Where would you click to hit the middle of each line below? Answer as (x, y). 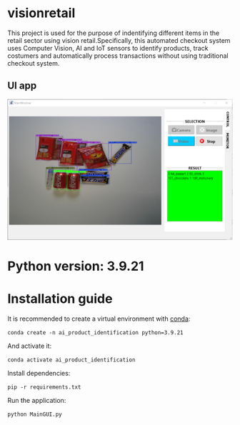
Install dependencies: (39, 373)
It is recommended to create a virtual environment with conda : (99, 319)
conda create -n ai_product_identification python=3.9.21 (95, 332)
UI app (22, 86)
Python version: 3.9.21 (76, 266)
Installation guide (60, 299)
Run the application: (37, 400)
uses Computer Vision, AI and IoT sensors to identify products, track (108, 48)
